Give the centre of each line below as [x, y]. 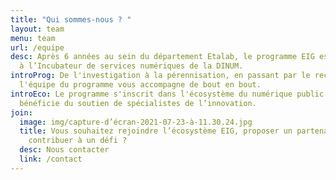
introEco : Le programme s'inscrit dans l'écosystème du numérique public [167, 94]
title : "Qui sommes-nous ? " [71, 19]
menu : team [33, 38]
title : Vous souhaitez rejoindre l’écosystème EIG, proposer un [156, 131]
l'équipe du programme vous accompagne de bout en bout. [140, 85]
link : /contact [51, 159]
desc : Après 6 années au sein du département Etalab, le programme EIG [162, 57]
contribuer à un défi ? [78, 141]
